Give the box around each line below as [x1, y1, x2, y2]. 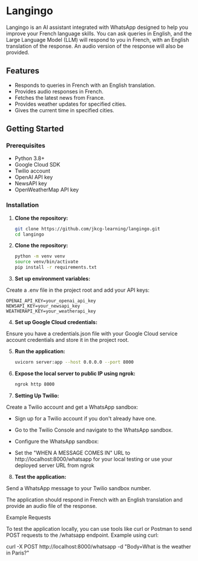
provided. [6, 48, 29, 56]
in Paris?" [6, 549, 29, 556]
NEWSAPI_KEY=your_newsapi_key [6, 303, 81, 309]
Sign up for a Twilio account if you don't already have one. [14, 415, 157, 422]
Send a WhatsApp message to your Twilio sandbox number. [6, 484, 151, 491]
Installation [6, 201, 39, 209]
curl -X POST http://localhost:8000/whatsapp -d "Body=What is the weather [6, 543, 192, 550]
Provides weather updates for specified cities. [14, 100, 127, 107]
